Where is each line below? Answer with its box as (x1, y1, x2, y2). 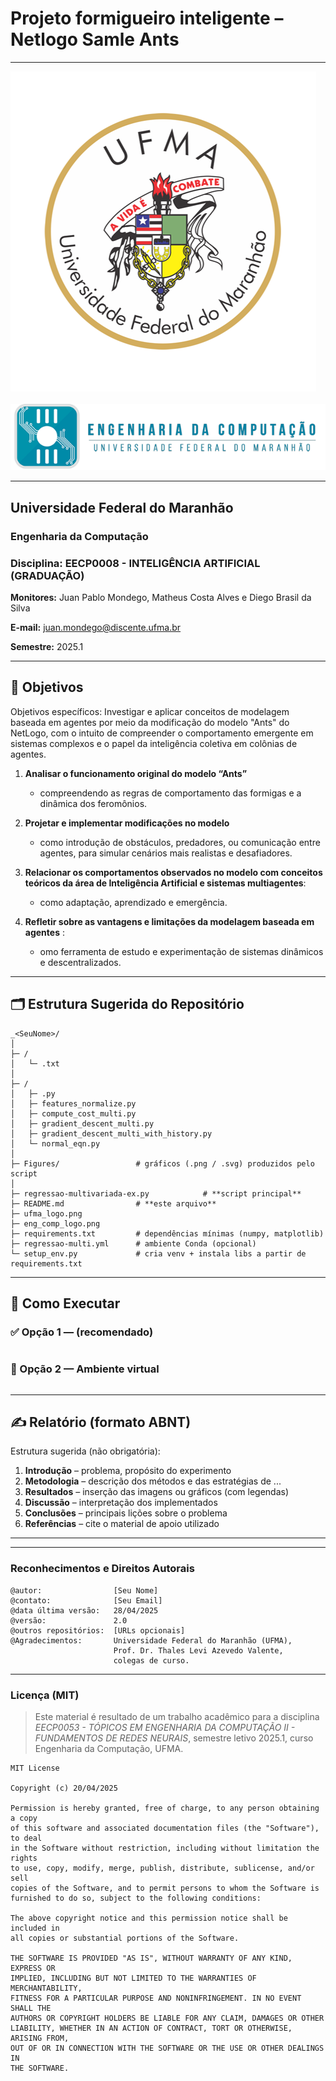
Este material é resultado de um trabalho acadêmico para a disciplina (34, 1710, 320, 1722)
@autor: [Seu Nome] (10, 1585, 159, 1596)
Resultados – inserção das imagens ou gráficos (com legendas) (24, 1486, 290, 1498)
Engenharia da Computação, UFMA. (34, 1742, 184, 1754)
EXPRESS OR (10, 1963, 56, 1973)
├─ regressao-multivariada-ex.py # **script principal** (10, 1188, 302, 1199)
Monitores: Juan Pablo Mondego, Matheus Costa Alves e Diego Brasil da (10, 591, 312, 603)
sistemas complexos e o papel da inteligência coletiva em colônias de (10, 737, 298, 749)
